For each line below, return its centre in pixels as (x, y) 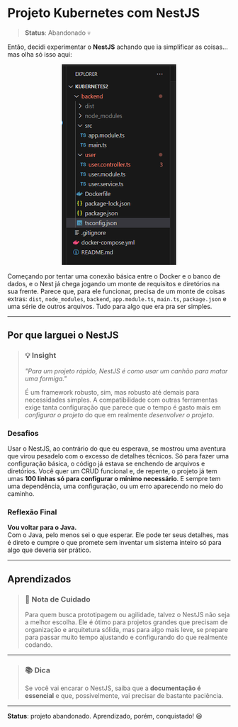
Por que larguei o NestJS (63, 336)
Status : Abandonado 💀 (57, 33)
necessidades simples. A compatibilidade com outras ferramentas (121, 400)
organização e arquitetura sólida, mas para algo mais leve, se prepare (126, 629)
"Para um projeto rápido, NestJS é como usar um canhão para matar (126, 371)
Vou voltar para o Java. (42, 528)
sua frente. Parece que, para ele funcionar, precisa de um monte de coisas (116, 291)
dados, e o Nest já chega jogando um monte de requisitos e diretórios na (113, 283)
